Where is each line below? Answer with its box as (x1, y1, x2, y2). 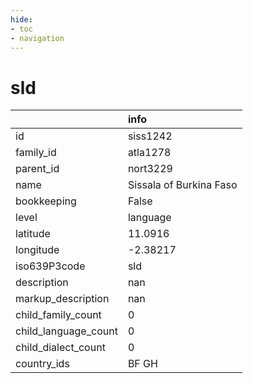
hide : (10, 14, 33, 25)
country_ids (15, 357, 70, 371)
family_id (15, 146, 57, 160)
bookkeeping (15, 194, 77, 208)
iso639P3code (15, 259, 86, 273)
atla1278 (127, 146, 172, 160)
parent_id (15, 162, 60, 176)
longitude (15, 243, 60, 257)
